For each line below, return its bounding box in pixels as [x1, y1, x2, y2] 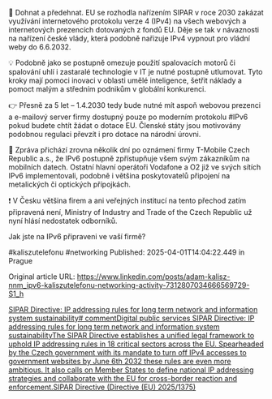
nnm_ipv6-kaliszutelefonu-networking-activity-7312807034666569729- [8, 281, 250, 290]
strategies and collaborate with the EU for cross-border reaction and [8, 374, 238, 383]
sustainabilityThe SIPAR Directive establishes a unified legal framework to [8, 331, 255, 340]
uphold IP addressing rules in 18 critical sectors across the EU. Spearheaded [8, 339, 264, 349]
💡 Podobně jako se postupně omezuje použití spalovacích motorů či [8, 58, 236, 67]
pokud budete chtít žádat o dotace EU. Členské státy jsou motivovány [8, 121, 241, 130]
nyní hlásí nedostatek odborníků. [8, 216, 118, 225]
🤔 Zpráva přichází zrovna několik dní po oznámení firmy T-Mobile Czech [8, 145, 250, 154]
